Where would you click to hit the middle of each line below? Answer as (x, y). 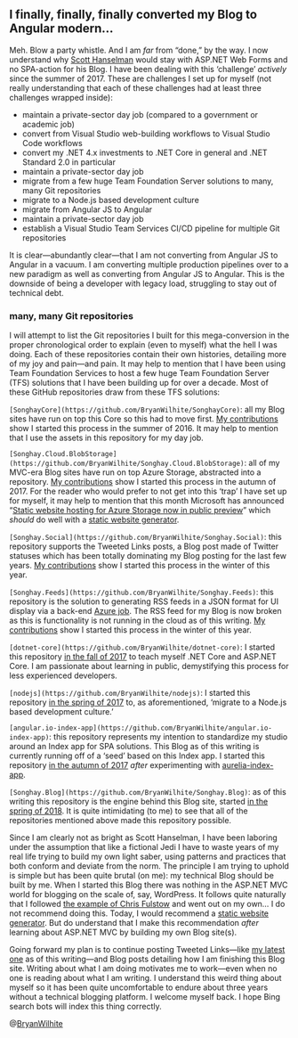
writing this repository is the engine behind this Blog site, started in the (139, 802)
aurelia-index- (248, 765)
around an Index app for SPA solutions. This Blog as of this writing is (134, 747)
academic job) (48, 124)
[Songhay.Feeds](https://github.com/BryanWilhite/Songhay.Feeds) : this (141, 593)
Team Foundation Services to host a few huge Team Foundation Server (139, 373)
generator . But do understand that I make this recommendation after (134, 923)
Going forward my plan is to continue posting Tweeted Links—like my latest (147, 950)
